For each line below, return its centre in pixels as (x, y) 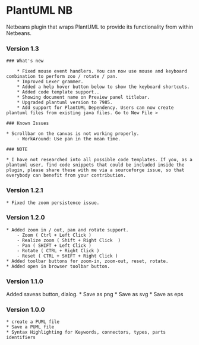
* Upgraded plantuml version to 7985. (65, 103)
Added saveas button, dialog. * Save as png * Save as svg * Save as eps (95, 294)
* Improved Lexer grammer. (50, 82)
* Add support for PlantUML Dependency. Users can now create (95, 108)
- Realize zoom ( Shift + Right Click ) (69, 240)
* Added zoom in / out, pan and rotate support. (67, 230)
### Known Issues (28, 123)
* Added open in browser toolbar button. (58, 266)
